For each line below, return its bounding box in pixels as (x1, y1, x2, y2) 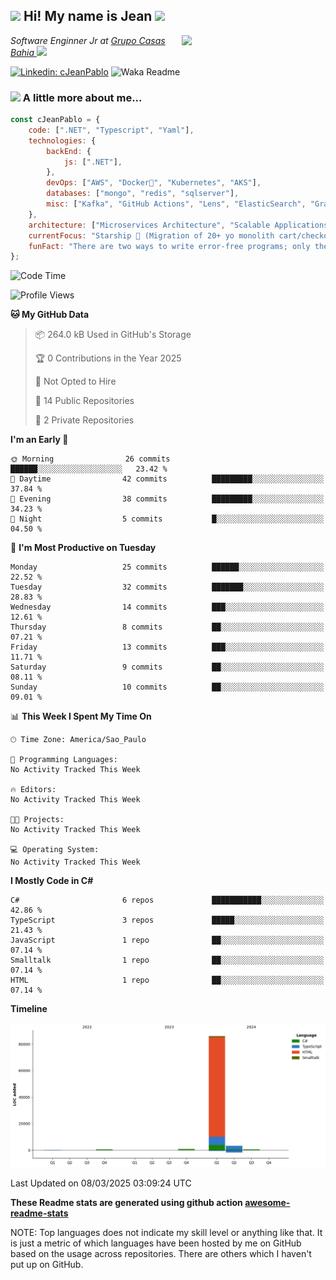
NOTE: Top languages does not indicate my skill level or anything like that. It (10, 1227, 323, 1239)
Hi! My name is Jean (23, 8, 153, 25)
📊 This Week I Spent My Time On (10, 710, 152, 723)
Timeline (10, 1003, 48, 1015)
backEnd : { (46, 146, 92, 156)
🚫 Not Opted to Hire (34, 375, 117, 388)
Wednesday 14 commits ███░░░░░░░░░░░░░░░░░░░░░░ (10, 602, 325, 613)
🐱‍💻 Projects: (10, 815, 65, 825)
